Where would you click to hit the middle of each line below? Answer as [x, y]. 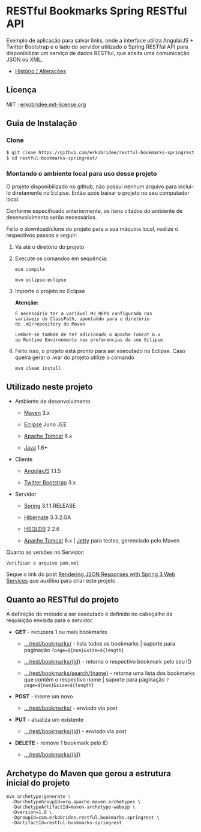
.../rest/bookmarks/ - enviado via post [71, 708]
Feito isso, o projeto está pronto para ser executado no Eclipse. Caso [100, 351]
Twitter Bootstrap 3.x [50, 483]
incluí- [186, 186]
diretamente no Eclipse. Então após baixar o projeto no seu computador [101, 193]
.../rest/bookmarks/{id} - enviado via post [75, 731]
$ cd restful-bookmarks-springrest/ [52, 158]
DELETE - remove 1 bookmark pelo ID [61, 743]
